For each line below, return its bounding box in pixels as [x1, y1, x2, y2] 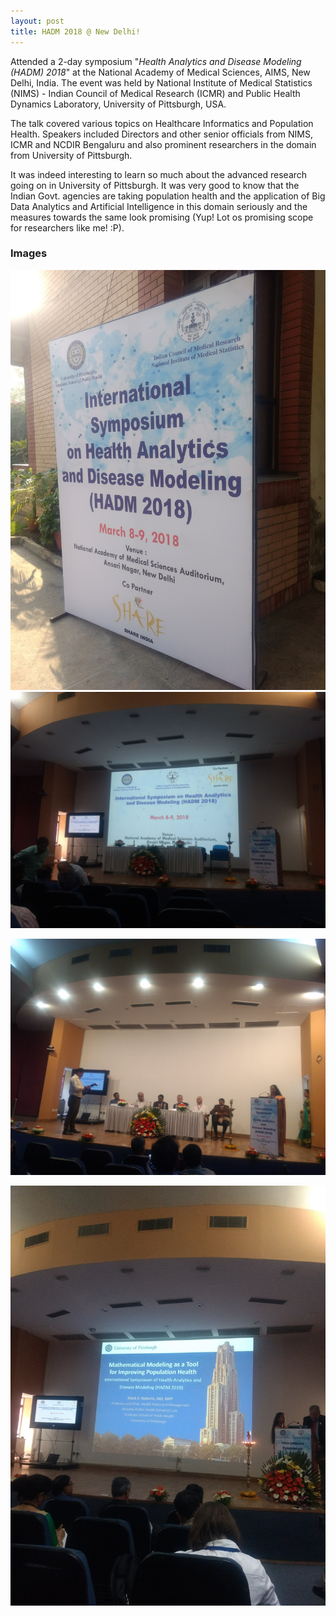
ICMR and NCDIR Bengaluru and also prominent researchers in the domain [10, 138, 317, 150]
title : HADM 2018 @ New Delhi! [10, 26, 141, 37]
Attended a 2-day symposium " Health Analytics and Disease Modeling [10, 55, 302, 67]
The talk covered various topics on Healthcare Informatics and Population [10, 117, 314, 129]
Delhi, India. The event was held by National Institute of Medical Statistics [10, 76, 313, 89]
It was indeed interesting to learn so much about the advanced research [10, 168, 308, 180]
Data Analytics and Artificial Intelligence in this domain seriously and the [10, 200, 308, 212]
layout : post [10, 16, 65, 26]
